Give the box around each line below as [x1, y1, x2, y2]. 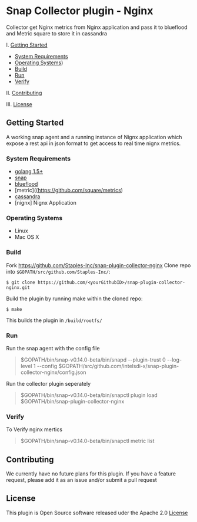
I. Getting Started [6, 41, 48, 48]
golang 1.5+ [14, 168, 43, 175]
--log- [166, 356, 182, 363]
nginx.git [6, 284, 31, 290]
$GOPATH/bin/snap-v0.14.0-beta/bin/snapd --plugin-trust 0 [20, 356, 166, 363]
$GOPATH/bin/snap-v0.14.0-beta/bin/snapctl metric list [20, 438, 155, 445]
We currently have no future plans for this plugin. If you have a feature [6, 470, 176, 477]
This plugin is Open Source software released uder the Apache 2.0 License [6, 509, 188, 516]
